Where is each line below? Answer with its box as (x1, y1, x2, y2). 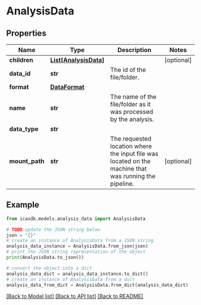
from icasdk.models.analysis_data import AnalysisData (6, 216, 146, 222)
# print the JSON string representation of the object (6, 249, 146, 255)
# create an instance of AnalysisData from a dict (6, 276, 135, 282)
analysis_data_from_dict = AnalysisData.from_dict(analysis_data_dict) (6, 282, 188, 288)
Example (6, 200, 39, 210)
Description (117, 46, 151, 54)
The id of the (110, 66, 147, 74)
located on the (110, 157, 151, 165)
